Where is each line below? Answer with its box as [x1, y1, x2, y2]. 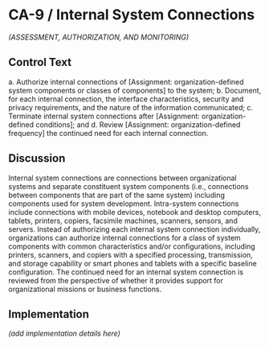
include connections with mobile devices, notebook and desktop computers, [8, 207, 261, 216]
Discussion [8, 151, 66, 166]
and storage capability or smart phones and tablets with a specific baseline [8, 258, 257, 268]
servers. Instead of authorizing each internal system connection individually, [8, 224, 261, 234]
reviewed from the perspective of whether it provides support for [8, 275, 223, 285]
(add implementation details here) [8, 328, 120, 339]
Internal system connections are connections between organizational [8, 173, 237, 183]
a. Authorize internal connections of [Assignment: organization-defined [8, 76, 244, 86]
